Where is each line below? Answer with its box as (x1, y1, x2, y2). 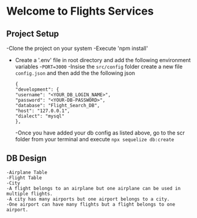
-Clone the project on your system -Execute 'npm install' (6, 44, 148, 52)
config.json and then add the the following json (15, 69, 136, 77)
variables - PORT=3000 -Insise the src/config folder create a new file (15, 63, 183, 70)
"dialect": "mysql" (15, 113, 65, 119)
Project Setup (6, 29, 60, 39)
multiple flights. (6, 191, 53, 197)
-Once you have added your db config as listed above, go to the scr (15, 129, 185, 136)
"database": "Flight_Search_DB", (15, 102, 100, 108)
